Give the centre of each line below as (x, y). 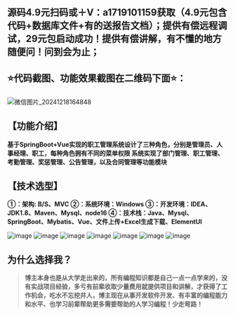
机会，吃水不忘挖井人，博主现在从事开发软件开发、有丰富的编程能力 (129, 295)
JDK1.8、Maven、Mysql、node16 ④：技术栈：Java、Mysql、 (100, 213)
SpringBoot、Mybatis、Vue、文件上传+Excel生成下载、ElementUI (105, 222)
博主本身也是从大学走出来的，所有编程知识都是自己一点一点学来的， (123, 278)
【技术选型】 (35, 186)
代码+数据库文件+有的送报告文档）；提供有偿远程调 (117, 26)
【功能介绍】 (35, 126)
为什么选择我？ (40, 259)
